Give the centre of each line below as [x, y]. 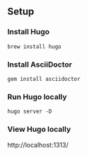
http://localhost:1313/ [38, 145]
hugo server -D [30, 112]
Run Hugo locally [37, 96]
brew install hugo [34, 46]
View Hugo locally [39, 129]
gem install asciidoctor [44, 79]
